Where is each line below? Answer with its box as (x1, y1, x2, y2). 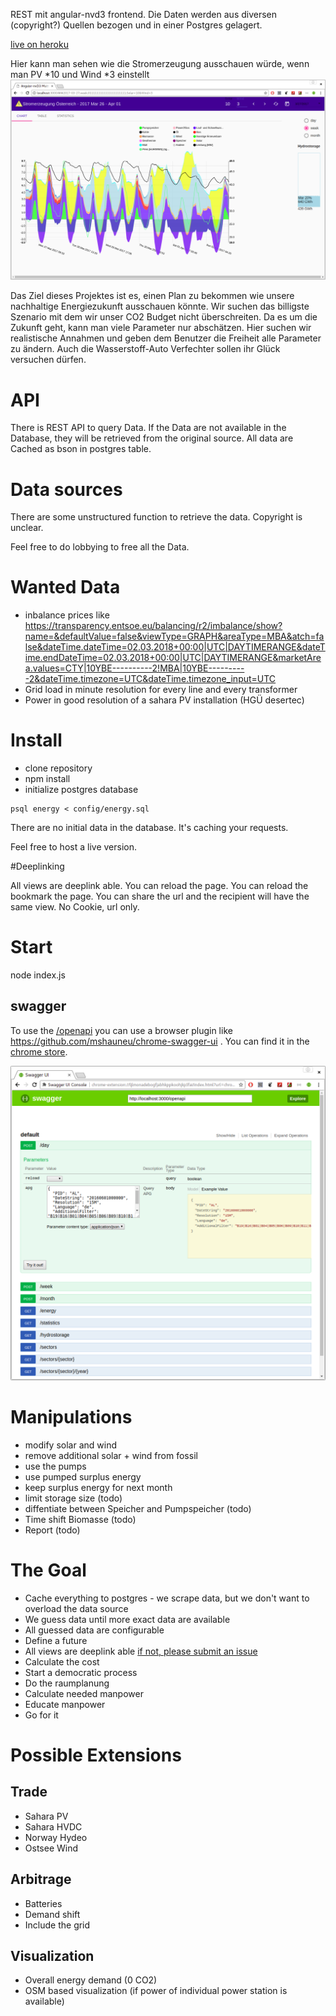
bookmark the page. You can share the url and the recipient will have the (10, 890, 310, 903)
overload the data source (24, 1602, 129, 1614)
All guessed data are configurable (24, 1624, 165, 1636)
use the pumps (24, 1460, 87, 1472)
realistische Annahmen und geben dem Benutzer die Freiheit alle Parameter (10, 332, 322, 344)
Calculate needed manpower (24, 1687, 144, 1699)
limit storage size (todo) (24, 1492, 123, 1504)
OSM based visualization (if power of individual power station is (24, 1985, 288, 1997)
